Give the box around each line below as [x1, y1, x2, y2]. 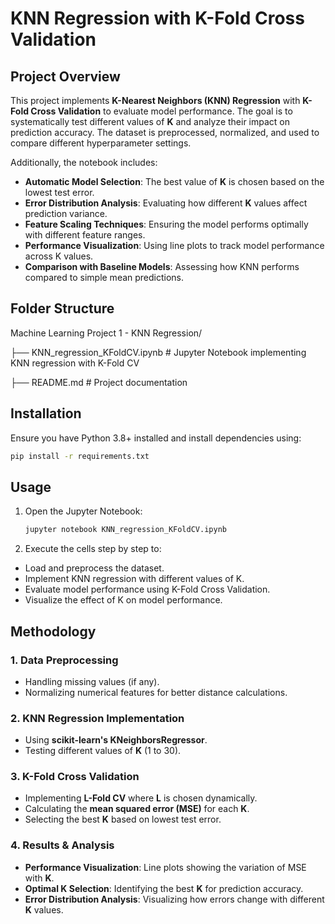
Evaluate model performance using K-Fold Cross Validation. [24, 583, 271, 596]
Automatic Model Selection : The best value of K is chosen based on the [24, 176, 325, 187]
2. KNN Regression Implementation [10, 711, 185, 725]
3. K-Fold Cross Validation [10, 770, 140, 784]
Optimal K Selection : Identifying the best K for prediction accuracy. [24, 882, 304, 894]
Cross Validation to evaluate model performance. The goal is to [30, 105, 293, 117]
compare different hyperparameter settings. [10, 137, 192, 149]
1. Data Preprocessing [10, 653, 119, 667]
